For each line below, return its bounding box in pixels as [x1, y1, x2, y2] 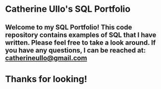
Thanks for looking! [5, 73, 88, 85]
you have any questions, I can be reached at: [5, 46, 146, 55]
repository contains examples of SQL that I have [5, 30, 157, 39]
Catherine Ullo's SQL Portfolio [5, 3, 131, 15]
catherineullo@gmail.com [5, 54, 88, 62]
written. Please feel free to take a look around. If [5, 38, 156, 47]
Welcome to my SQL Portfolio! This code [5, 23, 132, 31]
